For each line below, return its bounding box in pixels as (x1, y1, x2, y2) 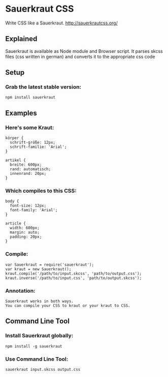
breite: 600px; (10, 162, 42, 168)
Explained (5, 35, 38, 43)
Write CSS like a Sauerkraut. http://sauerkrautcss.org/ (5, 20, 118, 26)
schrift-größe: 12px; (10, 140, 56, 145)
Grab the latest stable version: (5, 83, 82, 90)
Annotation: (5, 287, 36, 294)
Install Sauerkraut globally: (5, 332, 74, 339)
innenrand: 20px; (10, 171, 47, 176)
